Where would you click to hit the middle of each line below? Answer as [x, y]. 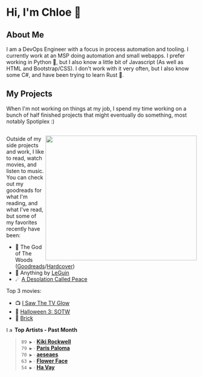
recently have [23, 229]
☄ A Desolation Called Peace [51, 279]
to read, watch [24, 158]
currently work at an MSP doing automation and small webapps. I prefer [96, 56]
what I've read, [25, 210]
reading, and [22, 203]
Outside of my [24, 139]
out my [15, 184]
